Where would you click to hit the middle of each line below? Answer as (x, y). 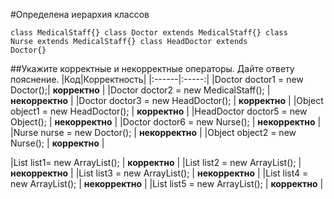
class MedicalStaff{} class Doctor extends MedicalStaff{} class (149, 33)
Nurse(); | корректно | (57, 143)
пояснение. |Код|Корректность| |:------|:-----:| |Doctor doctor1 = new (157, 79)
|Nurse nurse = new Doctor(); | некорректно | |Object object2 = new (153, 132)
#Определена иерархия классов (80, 14)
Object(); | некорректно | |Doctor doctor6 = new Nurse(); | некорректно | (166, 122)
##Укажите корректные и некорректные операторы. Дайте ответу (152, 68)
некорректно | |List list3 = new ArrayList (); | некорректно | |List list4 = (159, 173)
